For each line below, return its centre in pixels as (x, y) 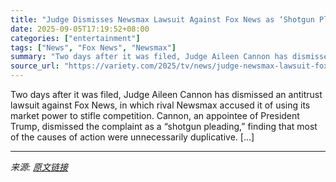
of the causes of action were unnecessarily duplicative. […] (132, 137)
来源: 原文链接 (39, 167)
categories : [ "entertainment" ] (75, 38)
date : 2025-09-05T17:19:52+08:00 (80, 29)
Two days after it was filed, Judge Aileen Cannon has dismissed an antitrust (166, 94)
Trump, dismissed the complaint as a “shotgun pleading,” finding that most (164, 126)
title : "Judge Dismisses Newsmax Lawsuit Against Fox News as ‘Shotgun (162, 19)
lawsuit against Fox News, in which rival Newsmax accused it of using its (160, 105)
